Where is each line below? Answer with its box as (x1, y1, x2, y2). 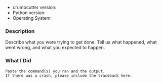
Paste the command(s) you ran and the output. (5, 68, 105, 74)
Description (5, 27, 35, 34)
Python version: (12, 10, 46, 16)
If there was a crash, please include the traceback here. (5, 73, 133, 78)
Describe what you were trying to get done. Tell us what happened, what (5, 39, 157, 45)
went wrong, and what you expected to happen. (5, 45, 105, 51)
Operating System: (12, 15, 52, 21)
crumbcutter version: (12, 5, 57, 10)
